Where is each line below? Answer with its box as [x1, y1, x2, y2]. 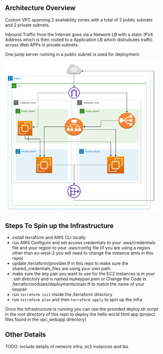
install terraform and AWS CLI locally [12, 235, 86, 240]
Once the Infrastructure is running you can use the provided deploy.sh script [5, 306, 159, 312]
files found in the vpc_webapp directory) [5, 316, 87, 322]
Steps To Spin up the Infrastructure [5, 221, 114, 230]
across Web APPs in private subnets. [5, 41, 79, 48]
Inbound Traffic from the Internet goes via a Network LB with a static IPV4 [5, 31, 153, 37]
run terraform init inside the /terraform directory [12, 292, 113, 297]
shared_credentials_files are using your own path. [12, 266, 112, 271]
